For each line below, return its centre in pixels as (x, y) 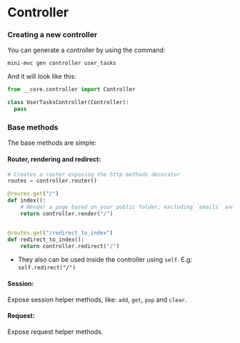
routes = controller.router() (52, 181)
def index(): (27, 200)
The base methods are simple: (52, 143)
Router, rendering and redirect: (54, 159)
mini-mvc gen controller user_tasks (62, 63)
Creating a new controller (52, 35)
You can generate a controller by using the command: (86, 50)
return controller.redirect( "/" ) (70, 246)
